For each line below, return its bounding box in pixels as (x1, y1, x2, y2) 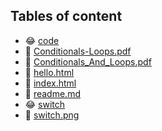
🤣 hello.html (24, 66, 75, 78)
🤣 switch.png (24, 109, 80, 121)
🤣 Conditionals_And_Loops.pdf (24, 55, 152, 68)
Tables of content (10, 8, 123, 25)
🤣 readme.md (24, 87, 81, 99)
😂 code (24, 34, 60, 46)
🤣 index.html (24, 77, 77, 89)
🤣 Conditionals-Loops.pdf (24, 45, 132, 57)
